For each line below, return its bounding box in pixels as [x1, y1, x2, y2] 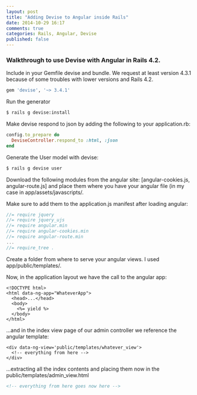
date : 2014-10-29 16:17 [6, 20, 65, 26]
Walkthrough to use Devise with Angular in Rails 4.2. [6, 56, 161, 64]
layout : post [6, 8, 39, 15]
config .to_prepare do [6, 132, 60, 138]
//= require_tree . [6, 244, 55, 250]
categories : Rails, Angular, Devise [6, 31, 97, 37]
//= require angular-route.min [6, 234, 84, 240]
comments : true [6, 25, 44, 32]
